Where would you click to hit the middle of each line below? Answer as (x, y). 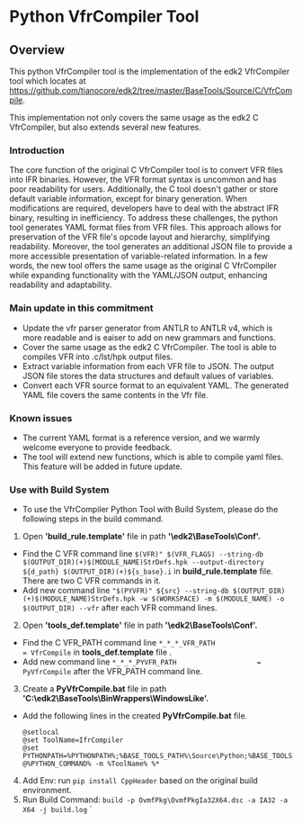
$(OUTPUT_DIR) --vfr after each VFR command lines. (120, 608)
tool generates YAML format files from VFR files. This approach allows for (146, 228)
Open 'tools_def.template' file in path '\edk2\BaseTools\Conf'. (140, 625)
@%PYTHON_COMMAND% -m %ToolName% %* (91, 764)
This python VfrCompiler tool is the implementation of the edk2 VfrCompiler (150, 71)
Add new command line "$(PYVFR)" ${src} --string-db (125, 591)
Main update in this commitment (81, 308)
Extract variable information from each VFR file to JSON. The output (148, 366)
